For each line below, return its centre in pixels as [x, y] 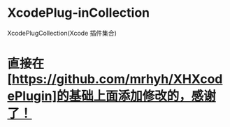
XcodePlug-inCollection [79, 13]
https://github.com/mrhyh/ [92, 79]
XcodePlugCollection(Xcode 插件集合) [62, 33]
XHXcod [198, 79]
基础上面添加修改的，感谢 [143, 96]
